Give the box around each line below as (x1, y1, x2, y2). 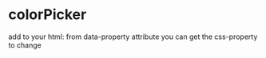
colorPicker (8, 6, 87, 24)
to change (8, 40, 42, 49)
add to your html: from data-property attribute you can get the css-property (8, 32, 258, 41)
